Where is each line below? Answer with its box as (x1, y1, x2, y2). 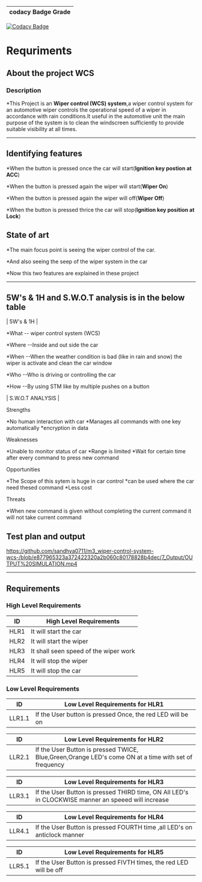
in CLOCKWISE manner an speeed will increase (35, 796, 170, 804)
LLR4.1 (9, 827, 30, 836)
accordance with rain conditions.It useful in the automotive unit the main (6, 112, 185, 120)
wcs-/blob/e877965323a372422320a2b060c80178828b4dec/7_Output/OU (6, 554, 194, 561)
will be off (35, 866, 63, 874)
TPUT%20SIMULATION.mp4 (6, 560, 78, 567)
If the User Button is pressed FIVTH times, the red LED (35, 858, 189, 867)
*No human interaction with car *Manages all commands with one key (6, 418, 182, 425)
